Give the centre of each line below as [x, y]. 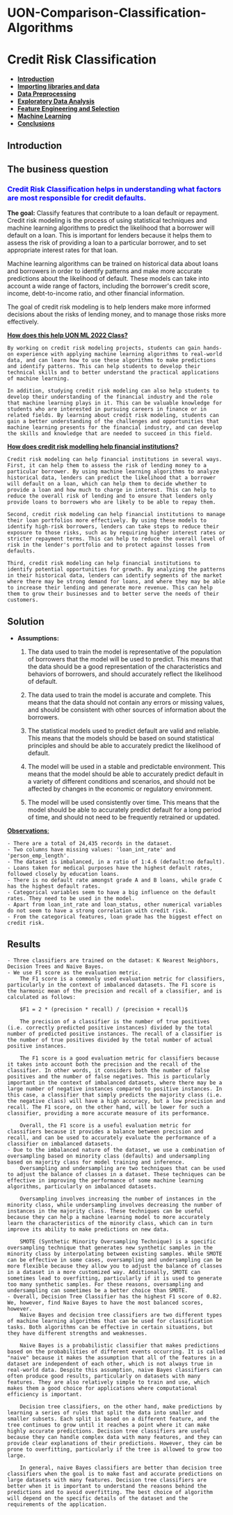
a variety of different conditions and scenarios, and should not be [121, 782]
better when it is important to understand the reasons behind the [107, 1486]
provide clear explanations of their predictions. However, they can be [115, 1443]
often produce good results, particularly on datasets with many [104, 1376]
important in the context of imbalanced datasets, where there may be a [115, 1083]
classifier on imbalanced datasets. [60, 1143]
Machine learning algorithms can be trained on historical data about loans [113, 264]
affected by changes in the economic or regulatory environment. [120, 789]
